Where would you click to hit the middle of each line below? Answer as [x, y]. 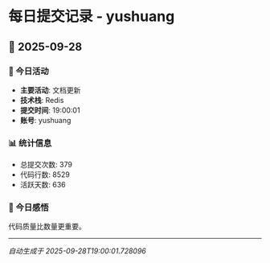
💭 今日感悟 [29, 208]
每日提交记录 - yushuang [92, 16]
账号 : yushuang [45, 120]
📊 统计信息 [30, 143]
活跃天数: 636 [43, 185]
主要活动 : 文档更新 [50, 90]
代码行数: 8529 [45, 175]
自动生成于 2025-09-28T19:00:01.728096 [77, 251]
